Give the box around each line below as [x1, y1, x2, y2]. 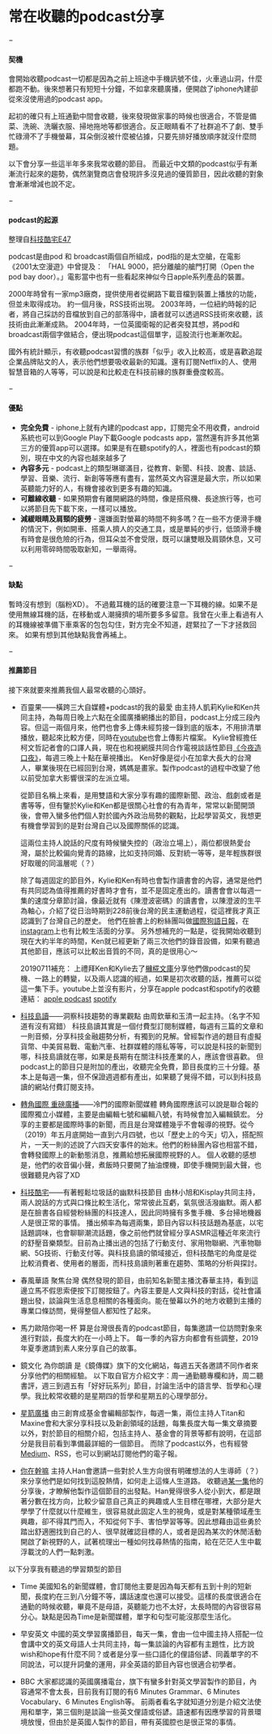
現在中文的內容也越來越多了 [34, 453, 127, 463]
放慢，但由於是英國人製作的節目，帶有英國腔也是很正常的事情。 [27, 1717, 240, 1727]
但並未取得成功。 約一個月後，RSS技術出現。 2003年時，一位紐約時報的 [8, 299, 249, 309]
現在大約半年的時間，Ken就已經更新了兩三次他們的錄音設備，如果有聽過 [19, 936, 261, 946]
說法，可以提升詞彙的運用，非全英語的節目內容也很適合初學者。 [27, 1659, 240, 1669]
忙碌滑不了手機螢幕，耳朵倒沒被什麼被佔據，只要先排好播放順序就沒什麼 [8, 131, 249, 142]
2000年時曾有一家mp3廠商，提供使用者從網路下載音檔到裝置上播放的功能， [8, 289, 261, 299]
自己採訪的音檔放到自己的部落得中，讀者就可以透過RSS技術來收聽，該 [29, 310, 263, 319]
